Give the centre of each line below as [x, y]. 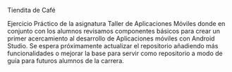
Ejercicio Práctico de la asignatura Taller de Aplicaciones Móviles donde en [116, 23]
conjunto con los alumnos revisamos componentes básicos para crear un [114, 31]
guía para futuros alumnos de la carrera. [66, 61]
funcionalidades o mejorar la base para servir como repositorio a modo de [115, 53]
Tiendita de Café [31, 10]
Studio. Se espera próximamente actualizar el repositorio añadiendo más [113, 46]
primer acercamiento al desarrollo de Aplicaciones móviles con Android [111, 38]
